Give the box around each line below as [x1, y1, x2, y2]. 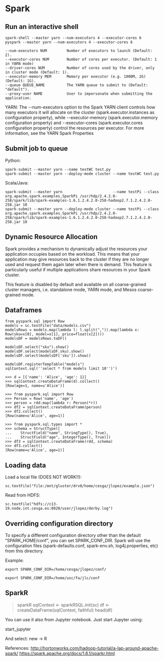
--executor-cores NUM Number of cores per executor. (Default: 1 [5, 57, 157, 62]
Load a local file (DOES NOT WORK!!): [5, 474, 82, 480]
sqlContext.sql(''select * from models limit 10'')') [5, 366, 118, 371]
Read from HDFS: [5, 492, 41, 498]
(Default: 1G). [5, 79, 36, 83]
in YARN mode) [5, 61, 34, 66]
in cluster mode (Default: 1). [5, 70, 69, 75]
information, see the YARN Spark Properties [5, 131, 94, 136]
